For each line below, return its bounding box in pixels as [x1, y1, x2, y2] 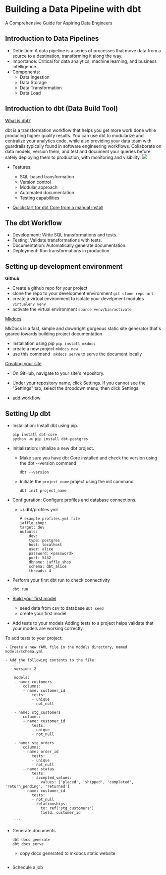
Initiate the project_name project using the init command [19, 479, 134, 484]
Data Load [19, 90, 41, 96]
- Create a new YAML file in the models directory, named [5, 645, 127, 650]
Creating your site [5, 361, 42, 367]
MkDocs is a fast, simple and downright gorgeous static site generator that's [5, 326, 161, 331]
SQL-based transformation [19, 173, 74, 180]
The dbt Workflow [5, 219, 62, 227]
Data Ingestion [19, 74, 50, 80]
